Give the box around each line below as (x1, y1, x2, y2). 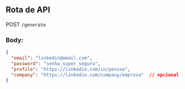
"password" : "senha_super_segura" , (11, 60, 101, 67)
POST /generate (5, 20, 46, 28)
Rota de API (5, 5, 51, 15)
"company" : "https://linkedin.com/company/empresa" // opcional (11, 72, 180, 78)
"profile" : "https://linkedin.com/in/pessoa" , (11, 66, 131, 72)
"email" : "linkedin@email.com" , (11, 55, 93, 61)
